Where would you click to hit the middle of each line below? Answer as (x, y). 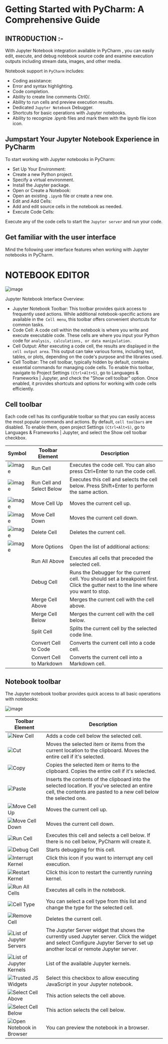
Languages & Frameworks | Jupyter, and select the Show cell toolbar (76, 432)
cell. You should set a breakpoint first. (114, 579)
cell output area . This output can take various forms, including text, (83, 351)
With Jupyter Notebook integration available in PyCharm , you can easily (80, 51)
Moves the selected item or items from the (95, 744)
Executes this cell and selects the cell (113, 480)
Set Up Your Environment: (39, 169)
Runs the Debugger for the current (110, 573)
